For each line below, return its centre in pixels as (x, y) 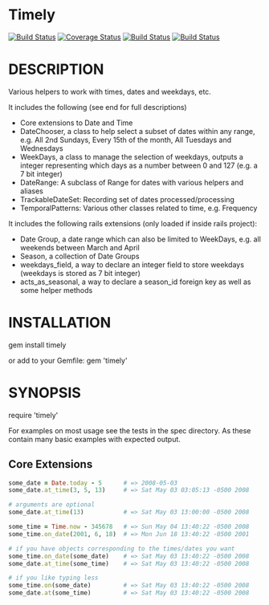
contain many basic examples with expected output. (94, 439)
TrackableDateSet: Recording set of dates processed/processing (127, 199)
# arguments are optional (51, 505)
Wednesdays (41, 148)
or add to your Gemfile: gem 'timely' (68, 360)
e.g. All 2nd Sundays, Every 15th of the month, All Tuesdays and (126, 140)
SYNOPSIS (45, 393)
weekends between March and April (80, 247)
